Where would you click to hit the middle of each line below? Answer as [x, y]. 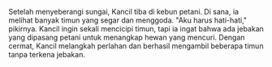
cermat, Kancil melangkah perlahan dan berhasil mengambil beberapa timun [136, 46]
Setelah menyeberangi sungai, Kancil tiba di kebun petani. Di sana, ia [124, 12]
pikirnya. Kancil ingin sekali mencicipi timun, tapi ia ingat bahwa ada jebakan [136, 29]
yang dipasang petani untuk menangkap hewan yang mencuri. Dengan [127, 37]
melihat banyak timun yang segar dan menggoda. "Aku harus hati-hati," [128, 20]
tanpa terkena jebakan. [47, 54]
